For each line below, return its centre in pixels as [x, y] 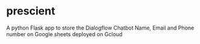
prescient [31, 11]
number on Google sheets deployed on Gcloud [64, 34]
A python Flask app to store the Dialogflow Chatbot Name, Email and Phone [100, 28]
